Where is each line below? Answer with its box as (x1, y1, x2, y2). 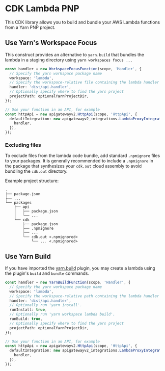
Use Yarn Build (5, 252, 51, 261)
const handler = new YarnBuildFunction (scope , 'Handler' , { (5, 280, 131, 285)
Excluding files (5, 141, 41, 148)
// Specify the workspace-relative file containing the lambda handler (9, 80, 160, 85)
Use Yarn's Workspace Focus (5, 39, 97, 47)
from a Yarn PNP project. (5, 24, 55, 30)
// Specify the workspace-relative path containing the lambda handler (9, 293, 160, 298)
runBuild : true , (9, 317, 43, 321)
